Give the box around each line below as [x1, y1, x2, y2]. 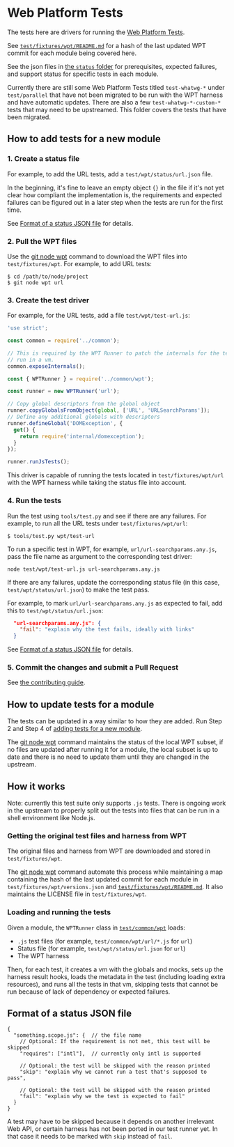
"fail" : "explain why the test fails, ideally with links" [19, 626, 195, 633]
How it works [7, 780, 65, 792]
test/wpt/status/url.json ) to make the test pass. [7, 585, 150, 594]
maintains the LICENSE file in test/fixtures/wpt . [7, 890, 147, 898]
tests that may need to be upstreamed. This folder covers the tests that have [7, 105, 226, 114]
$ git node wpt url [7, 279, 64, 286]
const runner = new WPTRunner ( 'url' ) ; [7, 388, 120, 395]
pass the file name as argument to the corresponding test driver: [7, 552, 193, 560]
